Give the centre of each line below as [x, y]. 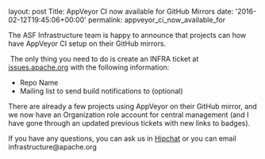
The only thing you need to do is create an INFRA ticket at [104, 59]
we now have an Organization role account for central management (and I [129, 115]
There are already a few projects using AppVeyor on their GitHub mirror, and [133, 106]
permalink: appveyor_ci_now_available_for [157, 20]
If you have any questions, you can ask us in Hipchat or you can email [122, 138]
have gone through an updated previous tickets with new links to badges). [129, 123]
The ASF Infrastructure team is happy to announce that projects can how [127, 35]
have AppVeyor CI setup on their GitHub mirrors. [87, 44]
